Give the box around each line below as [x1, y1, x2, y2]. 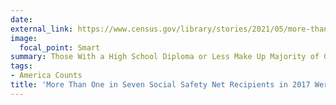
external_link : [10, 24, 74, 34]
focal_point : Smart [19, 42, 101, 53]
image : [10, 33, 38, 43]
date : [10, 14, 33, 25]
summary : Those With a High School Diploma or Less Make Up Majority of [10, 52, 320, 62]
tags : [10, 61, 33, 71]
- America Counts [10, 71, 83, 81]
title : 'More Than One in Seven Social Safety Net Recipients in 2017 [10, 80, 311, 90]
